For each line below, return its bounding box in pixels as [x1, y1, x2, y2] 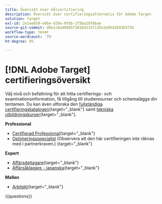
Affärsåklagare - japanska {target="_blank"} [12, 164, 100, 171]
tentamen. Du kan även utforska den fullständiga [5, 101, 103, 107]
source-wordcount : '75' [5, 35, 54, 40]
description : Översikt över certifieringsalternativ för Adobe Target [5, 12, 152, 17]
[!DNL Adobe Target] [5, 64, 90, 75]
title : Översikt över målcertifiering [5, 7, 84, 12]
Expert [5, 150, 19, 156]
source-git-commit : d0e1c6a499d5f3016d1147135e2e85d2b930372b [5, 25, 134, 30]
